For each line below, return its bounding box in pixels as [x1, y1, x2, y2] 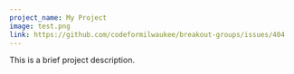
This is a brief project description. [9, 55, 136, 66]
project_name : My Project [9, 13, 107, 23]
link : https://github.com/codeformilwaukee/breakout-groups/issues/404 [9, 30, 285, 39]
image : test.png [9, 22, 71, 31]
